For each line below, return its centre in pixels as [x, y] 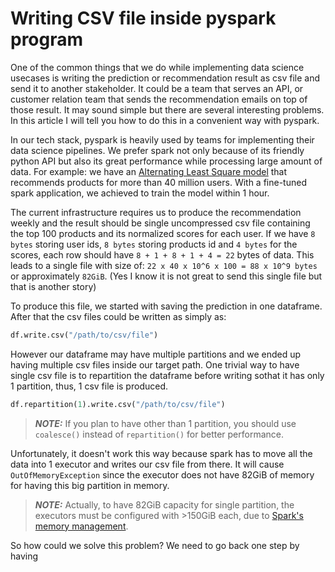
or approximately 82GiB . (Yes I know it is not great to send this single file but [166, 276]
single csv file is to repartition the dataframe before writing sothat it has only [167, 375]
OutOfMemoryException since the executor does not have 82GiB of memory [162, 474]
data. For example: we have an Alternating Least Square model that [149, 171]
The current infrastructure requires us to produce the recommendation [156, 212]
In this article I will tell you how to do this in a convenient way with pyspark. [165, 120]
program [47, 39]
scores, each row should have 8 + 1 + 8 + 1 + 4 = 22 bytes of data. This [162, 254]
